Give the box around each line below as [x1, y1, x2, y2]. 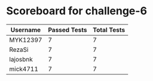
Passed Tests [47, 26, 87, 34]
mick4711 [9, 64, 39, 73]
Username [10, 26, 41, 34]
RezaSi [9, 45, 29, 54]
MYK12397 [9, 36, 42, 44]
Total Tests [92, 26, 126, 34]
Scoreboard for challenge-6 [6, 4, 148, 18]
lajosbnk [9, 55, 33, 63]
